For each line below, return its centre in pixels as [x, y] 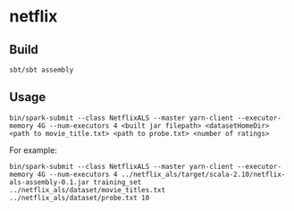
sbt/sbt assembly [42, 70]
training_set [118, 182]
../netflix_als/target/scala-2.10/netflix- [203, 174]
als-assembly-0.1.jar [50, 182]
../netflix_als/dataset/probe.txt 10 [80, 198]
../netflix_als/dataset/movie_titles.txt [88, 190]
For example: [34, 150]
